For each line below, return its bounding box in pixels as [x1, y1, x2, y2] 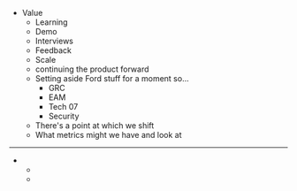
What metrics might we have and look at [34, 130, 183, 140]
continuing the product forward [34, 64, 149, 74]
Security [48, 111, 80, 121]
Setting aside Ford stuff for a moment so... [34, 73, 189, 83]
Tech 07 [48, 102, 79, 111]
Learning [34, 17, 68, 27]
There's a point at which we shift [34, 120, 155, 131]
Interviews [34, 35, 73, 46]
